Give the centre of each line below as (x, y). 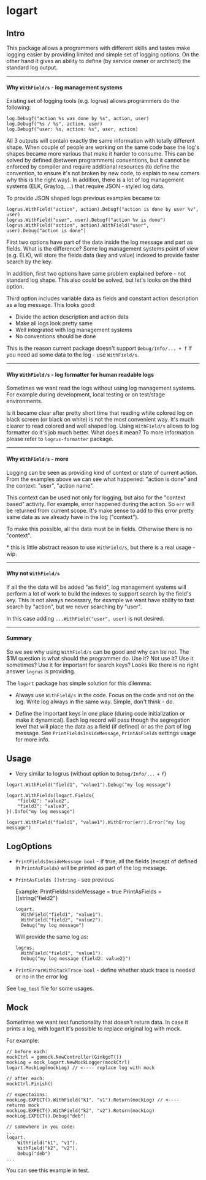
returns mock (23, 1106)
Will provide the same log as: (52, 936)
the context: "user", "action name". (50, 485)
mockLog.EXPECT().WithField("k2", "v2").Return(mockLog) (81, 1111)
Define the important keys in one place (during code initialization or (100, 714)
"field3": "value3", (44, 806)
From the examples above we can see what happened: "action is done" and (102, 479)
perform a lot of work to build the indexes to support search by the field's (99, 593)
